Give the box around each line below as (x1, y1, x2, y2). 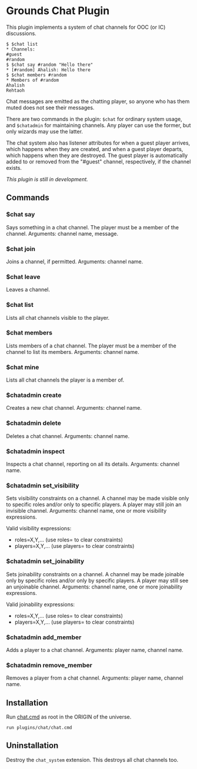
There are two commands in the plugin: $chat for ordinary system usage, (6, 115, 182, 122)
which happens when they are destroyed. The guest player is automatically (6, 152, 188, 159)
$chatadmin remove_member (6, 661, 92, 669)
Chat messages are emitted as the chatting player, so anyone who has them (6, 98, 190, 105)
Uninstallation (6, 741, 59, 751)
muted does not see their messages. (6, 104, 95, 111)
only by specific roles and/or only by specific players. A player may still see (6, 577, 189, 584)
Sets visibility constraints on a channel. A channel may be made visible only (6, 495, 189, 502)
